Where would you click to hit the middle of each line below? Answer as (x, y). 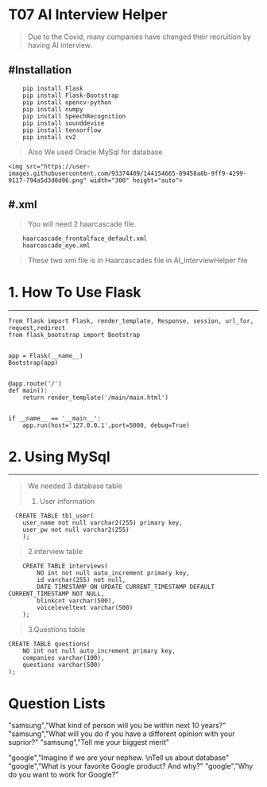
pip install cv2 (50, 137)
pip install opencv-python (67, 102)
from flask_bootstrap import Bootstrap (74, 335)
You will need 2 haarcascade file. (82, 223)
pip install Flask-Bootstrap (71, 95)
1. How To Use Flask (75, 292)
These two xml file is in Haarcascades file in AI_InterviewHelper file (138, 260)
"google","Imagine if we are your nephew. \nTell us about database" (119, 758)
